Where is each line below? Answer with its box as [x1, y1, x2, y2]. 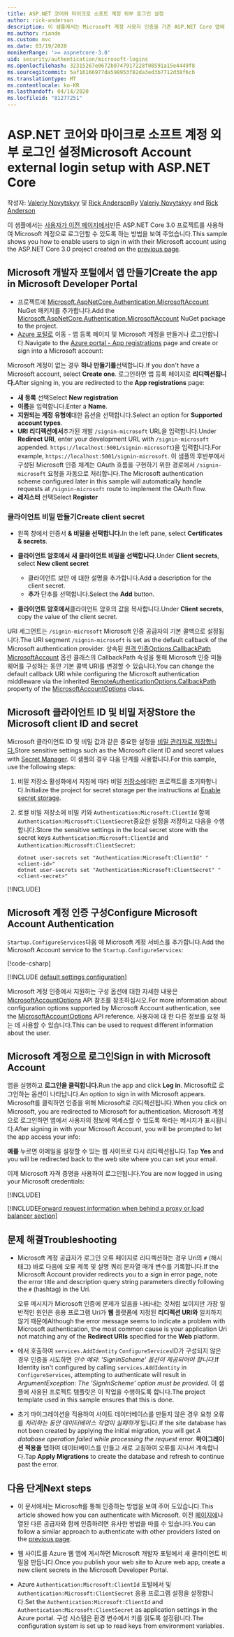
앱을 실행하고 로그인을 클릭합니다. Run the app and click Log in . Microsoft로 [7, 1081, 218, 1090]
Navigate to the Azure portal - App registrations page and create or [24, 338, 219, 347]
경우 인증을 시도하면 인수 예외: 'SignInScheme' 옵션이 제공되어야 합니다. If [17, 1355, 219, 1364]
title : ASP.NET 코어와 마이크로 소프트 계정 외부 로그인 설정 [7, 10, 164, 17]
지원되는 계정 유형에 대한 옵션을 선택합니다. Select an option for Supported [17, 410, 223, 419]
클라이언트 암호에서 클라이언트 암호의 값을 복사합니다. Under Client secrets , [17, 605, 224, 613]
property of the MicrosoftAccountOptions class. [7, 685, 145, 693]
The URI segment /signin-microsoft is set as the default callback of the [20, 636, 228, 644]
